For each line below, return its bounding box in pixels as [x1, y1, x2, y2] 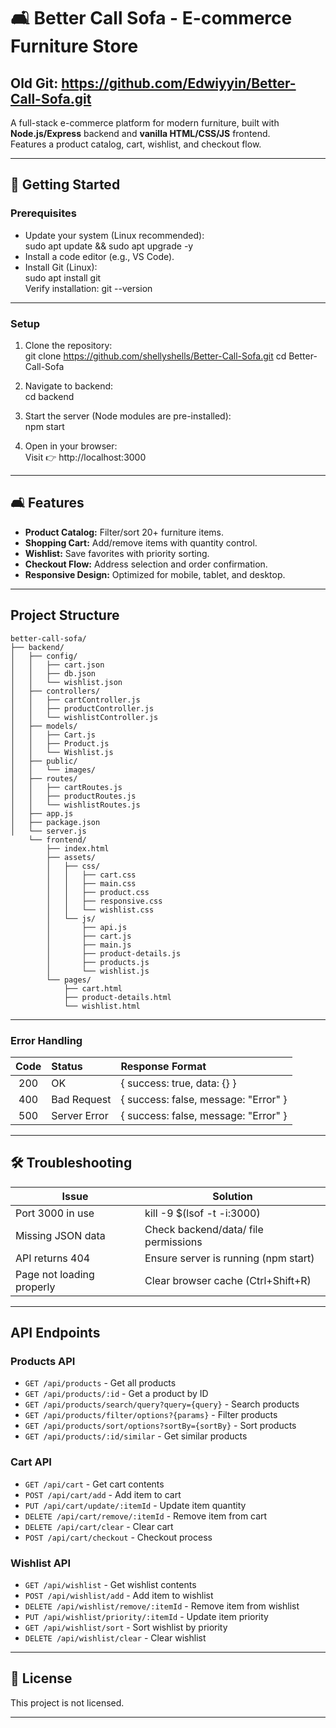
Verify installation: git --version [24, 282, 153, 294]
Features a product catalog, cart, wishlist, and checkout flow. [10, 138, 262, 150]
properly [15, 1280, 56, 1294]
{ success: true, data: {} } [120, 1076, 237, 1090]
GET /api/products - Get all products [24, 1377, 177, 1389]
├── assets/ [46, 852, 97, 862]
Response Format [120, 1059, 207, 1073]
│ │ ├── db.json [10, 668, 97, 679]
